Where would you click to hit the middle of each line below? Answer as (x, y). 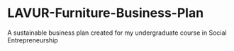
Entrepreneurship (33, 40)
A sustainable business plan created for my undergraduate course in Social (117, 33)
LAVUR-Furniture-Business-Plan (106, 13)
